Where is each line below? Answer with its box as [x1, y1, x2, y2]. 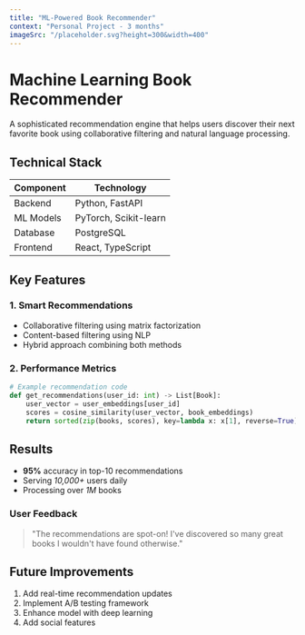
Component [14, 182, 66, 194]
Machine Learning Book [9, 69, 192, 90]
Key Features [9, 272, 86, 287]
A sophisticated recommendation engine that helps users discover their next [9, 119, 295, 130]
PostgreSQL [74, 226, 127, 239]
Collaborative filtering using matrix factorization [22, 320, 202, 331]
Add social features [22, 617, 96, 628]
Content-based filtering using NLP [22, 329, 152, 341]
